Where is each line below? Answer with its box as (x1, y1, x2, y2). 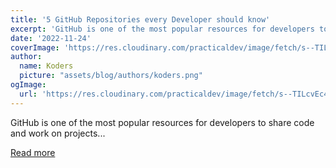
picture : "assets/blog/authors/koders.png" (19, 71, 203, 81)
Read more (10, 146, 56, 158)
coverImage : (10, 42, 60, 53)
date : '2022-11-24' (10, 33, 92, 43)
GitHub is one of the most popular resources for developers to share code (10, 116, 315, 128)
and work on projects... (10, 127, 106, 139)
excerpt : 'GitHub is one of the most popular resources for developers (10, 24, 315, 34)
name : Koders (19, 61, 74, 71)
